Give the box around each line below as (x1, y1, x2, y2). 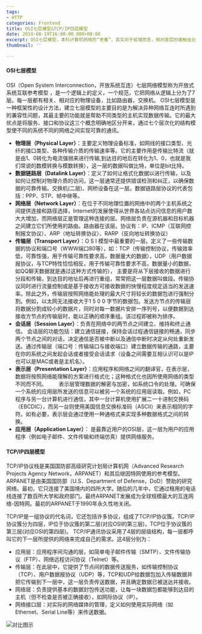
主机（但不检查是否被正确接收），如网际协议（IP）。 (14, 594, 141, 601)
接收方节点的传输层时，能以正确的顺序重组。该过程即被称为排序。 (14, 312, 179, 320)
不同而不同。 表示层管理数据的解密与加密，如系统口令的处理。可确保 (14, 381, 196, 388)
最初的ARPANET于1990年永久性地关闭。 (35, 500, 135, 508)
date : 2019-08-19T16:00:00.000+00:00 (6, 31, 101, 37)
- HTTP (6, 14, 23, 20)
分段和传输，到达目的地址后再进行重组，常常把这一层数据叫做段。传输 (14, 275, 189, 282)
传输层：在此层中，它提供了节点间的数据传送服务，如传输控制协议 (14, 564, 179, 571)
